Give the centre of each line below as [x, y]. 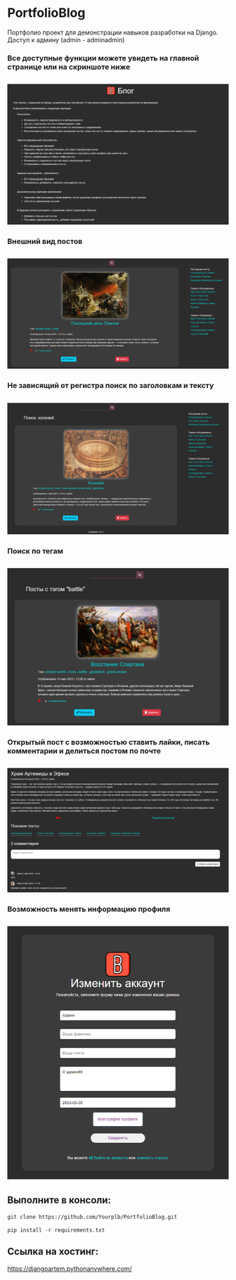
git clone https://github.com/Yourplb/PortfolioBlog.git [92, 1217]
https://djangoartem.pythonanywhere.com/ [70, 1268]
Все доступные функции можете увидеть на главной [103, 58]
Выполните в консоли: [59, 1200]
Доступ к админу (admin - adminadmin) [66, 39]
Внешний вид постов [45, 241]
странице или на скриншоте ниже [69, 67]
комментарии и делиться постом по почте [84, 751]
